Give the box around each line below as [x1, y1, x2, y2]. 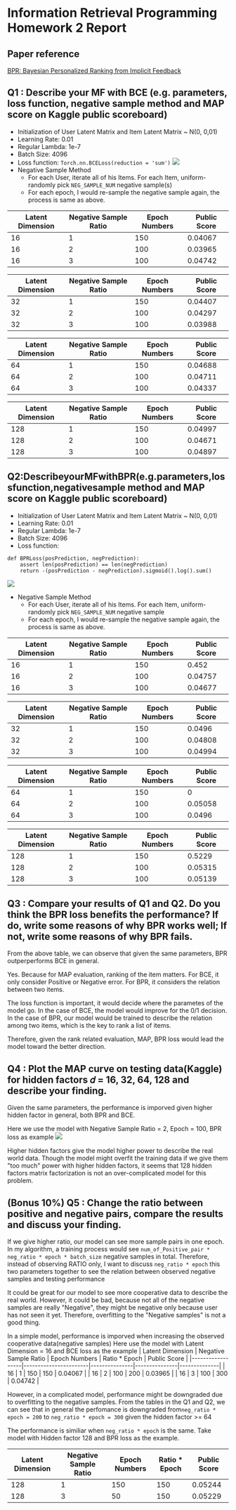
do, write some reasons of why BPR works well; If [7, 919, 228, 932]
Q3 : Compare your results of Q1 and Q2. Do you [7, 898, 221, 910]
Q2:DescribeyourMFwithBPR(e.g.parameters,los [7, 471, 225, 483]
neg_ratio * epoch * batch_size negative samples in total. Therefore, [7, 1253, 209, 1261]
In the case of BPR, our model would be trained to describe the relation [7, 1014, 213, 1022]
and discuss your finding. [7, 1218, 122, 1231]
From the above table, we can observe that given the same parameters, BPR [7, 949, 228, 957]
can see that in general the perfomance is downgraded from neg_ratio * [7, 1405, 216, 1414]
